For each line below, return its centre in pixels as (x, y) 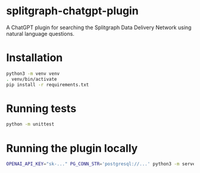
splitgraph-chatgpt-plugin (72, 11)
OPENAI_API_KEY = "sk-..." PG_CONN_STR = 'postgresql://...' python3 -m (93, 164)
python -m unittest (30, 124)
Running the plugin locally (72, 148)
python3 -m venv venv (33, 73)
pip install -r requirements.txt (48, 84)
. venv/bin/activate (32, 79)
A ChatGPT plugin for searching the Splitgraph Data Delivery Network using (99, 27)
